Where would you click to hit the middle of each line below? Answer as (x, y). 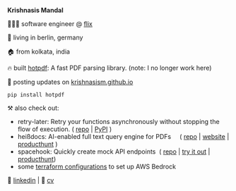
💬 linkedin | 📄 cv (31, 180)
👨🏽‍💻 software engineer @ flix (50, 24)
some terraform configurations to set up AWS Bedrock (97, 166)
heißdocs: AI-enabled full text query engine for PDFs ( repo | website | (123, 136)
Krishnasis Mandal (35, 10)
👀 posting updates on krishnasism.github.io (70, 82)
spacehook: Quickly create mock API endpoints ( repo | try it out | (114, 152)
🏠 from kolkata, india (39, 51)
